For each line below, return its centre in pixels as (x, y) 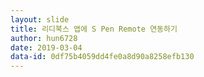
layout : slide (40, 19)
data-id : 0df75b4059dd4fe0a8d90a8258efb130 (102, 57)
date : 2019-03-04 (46, 47)
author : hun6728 (44, 38)
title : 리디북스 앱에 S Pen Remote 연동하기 (94, 29)
